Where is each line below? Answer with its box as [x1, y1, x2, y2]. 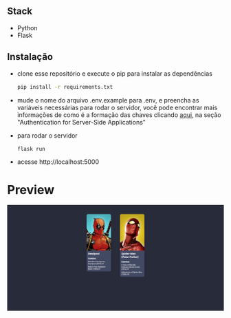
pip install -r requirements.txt [16, 83, 113, 90]
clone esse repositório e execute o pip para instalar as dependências [16, 69, 213, 78]
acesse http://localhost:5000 [16, 158, 100, 166]
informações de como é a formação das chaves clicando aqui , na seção [16, 110, 221, 119]
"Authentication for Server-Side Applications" [16, 118, 146, 126]
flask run [16, 145, 46, 152]
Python [16, 23, 38, 32]
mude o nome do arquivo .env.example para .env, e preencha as [16, 96, 199, 104]
